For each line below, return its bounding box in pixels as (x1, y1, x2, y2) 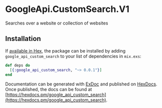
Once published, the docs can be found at (5, 86, 92, 92)
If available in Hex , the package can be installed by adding (5, 47, 126, 53)
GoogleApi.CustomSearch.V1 (5, 3, 129, 15)
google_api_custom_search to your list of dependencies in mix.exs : (5, 53, 141, 59)
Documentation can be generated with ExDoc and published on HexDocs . (5, 81, 157, 87)
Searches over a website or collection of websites (5, 20, 108, 26)
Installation (5, 34, 41, 43)
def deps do (5, 62, 30, 68)
